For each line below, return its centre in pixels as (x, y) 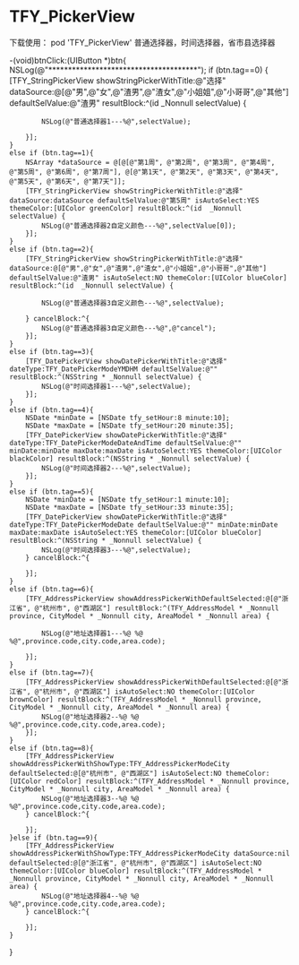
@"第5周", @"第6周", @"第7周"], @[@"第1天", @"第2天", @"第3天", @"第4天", (144, 172)
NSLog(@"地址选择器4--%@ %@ (90, 896)
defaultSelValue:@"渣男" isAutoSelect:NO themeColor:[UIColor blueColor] (149, 278)
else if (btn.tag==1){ (51, 153)
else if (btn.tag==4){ (51, 409)
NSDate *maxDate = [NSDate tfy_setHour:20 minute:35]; (130, 426)
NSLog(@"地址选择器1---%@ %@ (92, 633)
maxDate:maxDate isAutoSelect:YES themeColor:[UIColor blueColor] (136, 532)
